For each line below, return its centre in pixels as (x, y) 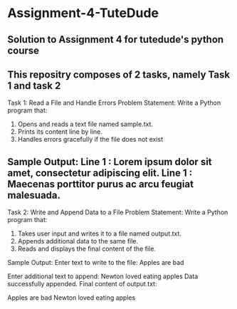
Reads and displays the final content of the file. (87, 249)
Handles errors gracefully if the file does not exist (90, 140)
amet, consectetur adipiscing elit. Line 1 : (100, 173)
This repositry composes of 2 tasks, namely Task (118, 74)
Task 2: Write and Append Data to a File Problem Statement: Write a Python (118, 212)
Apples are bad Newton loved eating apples (72, 298)
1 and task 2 (34, 86)
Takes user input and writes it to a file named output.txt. (99, 234)
